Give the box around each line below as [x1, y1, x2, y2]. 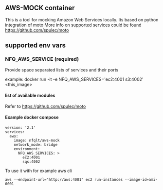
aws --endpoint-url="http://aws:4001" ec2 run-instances [5, 177, 123, 182]
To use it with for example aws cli [5, 168, 72, 173]
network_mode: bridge [14, 142, 57, 147]
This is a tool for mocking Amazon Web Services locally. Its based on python [5, 17, 159, 22]
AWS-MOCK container [5, 4, 75, 12]
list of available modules [5, 92, 55, 99]
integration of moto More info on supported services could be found [5, 22, 142, 28]
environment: [14, 146, 40, 151]
